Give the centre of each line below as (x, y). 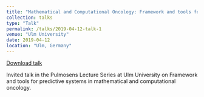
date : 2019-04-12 (28, 40)
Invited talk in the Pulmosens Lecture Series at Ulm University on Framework (102, 75)
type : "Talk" (23, 23)
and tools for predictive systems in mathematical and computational (91, 81)
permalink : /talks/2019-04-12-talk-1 (54, 29)
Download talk (24, 63)
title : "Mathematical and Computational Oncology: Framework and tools (99, 12)
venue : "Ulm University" (38, 35)
